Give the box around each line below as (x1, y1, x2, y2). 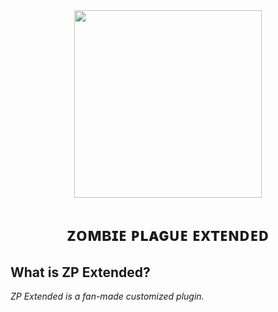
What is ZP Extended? (10, 264, 151, 281)
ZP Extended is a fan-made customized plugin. (10, 290, 205, 302)
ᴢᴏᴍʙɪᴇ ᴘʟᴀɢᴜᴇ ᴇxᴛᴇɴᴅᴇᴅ (66, 224, 270, 246)
